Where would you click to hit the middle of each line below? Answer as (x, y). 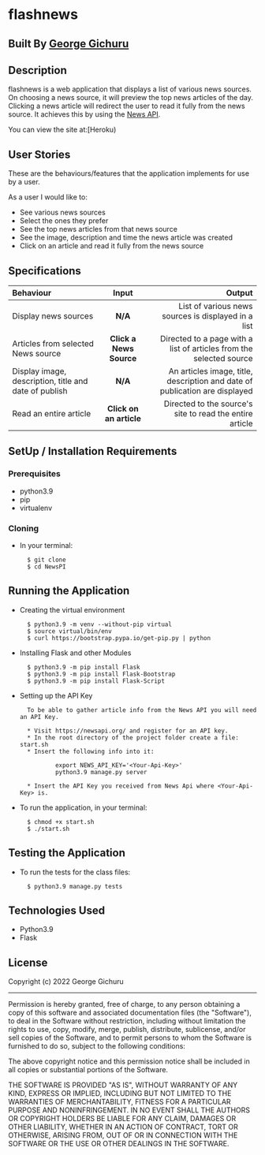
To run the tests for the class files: (75, 872)
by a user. (24, 182)
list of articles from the (211, 348)
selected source (223, 359)
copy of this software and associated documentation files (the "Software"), (130, 1013)
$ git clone (47, 560)
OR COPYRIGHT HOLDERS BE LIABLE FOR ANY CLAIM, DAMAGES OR (122, 1119)
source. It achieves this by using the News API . (84, 114)
